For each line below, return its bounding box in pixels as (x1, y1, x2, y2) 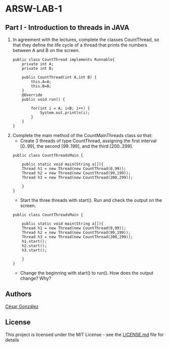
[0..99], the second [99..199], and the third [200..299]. (20, 143, 133, 149)
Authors (5, 290, 32, 298)
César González (5, 303, 39, 309)
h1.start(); (22, 239, 47, 244)
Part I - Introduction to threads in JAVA (5, 23, 130, 32)
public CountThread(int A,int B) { (22, 75, 97, 80)
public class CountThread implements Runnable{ (12, 57, 115, 62)
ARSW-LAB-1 (5, 3, 62, 15)
